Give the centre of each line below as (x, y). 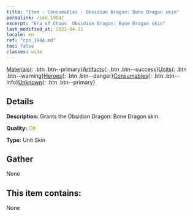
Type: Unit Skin (26, 140)
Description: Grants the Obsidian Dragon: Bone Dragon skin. (83, 116)
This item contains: (44, 193)
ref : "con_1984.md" (31, 40)
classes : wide (25, 52)
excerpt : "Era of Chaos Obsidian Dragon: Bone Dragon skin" (86, 23)
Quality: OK (21, 128)
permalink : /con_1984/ (35, 18)
